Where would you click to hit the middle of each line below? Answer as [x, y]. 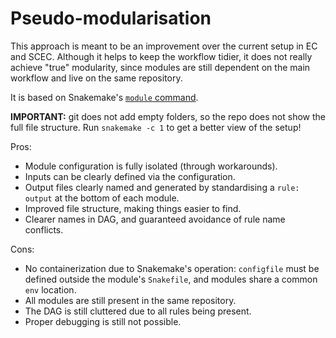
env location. [50, 289]
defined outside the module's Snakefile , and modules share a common [171, 279]
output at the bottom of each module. [102, 198]
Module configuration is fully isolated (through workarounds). [151, 166]
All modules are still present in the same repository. [130, 300]
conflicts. [44, 229]
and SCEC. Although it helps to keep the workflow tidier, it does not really [161, 56]
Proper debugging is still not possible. [103, 321]
